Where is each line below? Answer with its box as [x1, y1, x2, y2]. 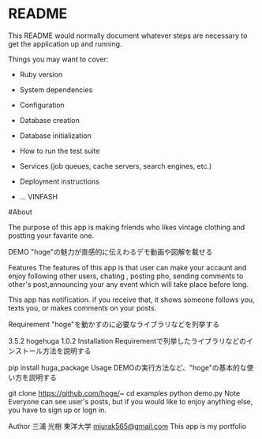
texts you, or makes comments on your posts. [8, 303, 157, 312]
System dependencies [19, 84, 93, 95]
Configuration [19, 100, 65, 110]
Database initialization [19, 131, 92, 140]
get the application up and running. [8, 39, 122, 48]
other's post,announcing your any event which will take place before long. [8, 279, 249, 288]
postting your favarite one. [8, 230, 95, 240]
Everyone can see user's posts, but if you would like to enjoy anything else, [8, 396, 253, 406]
